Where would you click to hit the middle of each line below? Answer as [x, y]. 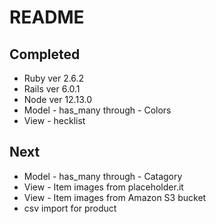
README [47, 17]
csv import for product [70, 208]
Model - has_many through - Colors [97, 110]
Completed [45, 54]
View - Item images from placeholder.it [103, 187]
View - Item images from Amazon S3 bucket [115, 197]
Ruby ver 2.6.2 [54, 78]
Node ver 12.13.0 [57, 99]
